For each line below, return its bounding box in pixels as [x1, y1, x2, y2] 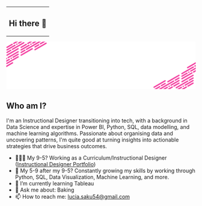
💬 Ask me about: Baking [14, 186, 75, 193]
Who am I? [6, 101, 47, 111]
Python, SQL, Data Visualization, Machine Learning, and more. [14, 173, 170, 181]
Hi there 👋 [8, 19, 47, 29]
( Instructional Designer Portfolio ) [14, 160, 96, 167]
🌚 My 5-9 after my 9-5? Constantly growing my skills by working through [14, 167, 195, 174]
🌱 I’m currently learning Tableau [14, 179, 94, 187]
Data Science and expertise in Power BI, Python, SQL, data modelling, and [6, 123, 190, 130]
